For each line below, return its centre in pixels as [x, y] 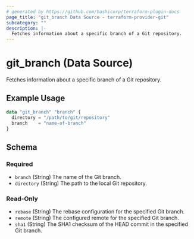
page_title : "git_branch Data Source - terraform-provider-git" [87, 17]
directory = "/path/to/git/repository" [61, 117]
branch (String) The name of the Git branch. [68, 177]
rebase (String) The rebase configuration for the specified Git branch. [100, 212]
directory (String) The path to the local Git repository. [81, 183]
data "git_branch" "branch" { [44, 112]
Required [20, 164]
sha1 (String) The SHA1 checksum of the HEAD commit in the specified [101, 224]
